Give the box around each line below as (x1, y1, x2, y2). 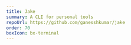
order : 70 (6, 25, 31, 31)
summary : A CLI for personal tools (6, 14, 94, 20)
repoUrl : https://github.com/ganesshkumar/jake (6, 19, 126, 25)
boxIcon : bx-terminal (6, 30, 60, 36)
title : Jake (6, 8, 35, 15)
